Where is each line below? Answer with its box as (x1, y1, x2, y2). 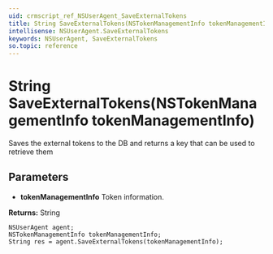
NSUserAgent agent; (8, 223, 75, 231)
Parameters (8, 170, 69, 184)
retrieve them (8, 147, 54, 157)
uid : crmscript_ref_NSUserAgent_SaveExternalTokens (8, 11, 187, 20)
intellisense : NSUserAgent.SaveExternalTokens (8, 27, 169, 35)
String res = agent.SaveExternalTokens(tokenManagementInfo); (8, 237, 223, 246)
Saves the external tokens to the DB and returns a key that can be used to (8, 139, 255, 149)
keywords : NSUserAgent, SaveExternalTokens (8, 34, 158, 43)
